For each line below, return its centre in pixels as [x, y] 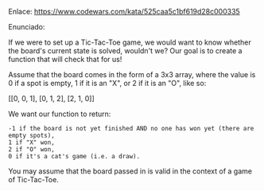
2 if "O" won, [32, 150]
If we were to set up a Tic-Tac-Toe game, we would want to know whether [130, 42]
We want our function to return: [60, 114]
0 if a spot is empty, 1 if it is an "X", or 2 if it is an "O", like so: [107, 83]
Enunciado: [27, 27]
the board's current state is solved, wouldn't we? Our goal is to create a [125, 51]
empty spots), [32, 135]
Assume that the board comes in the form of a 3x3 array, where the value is [132, 74]
